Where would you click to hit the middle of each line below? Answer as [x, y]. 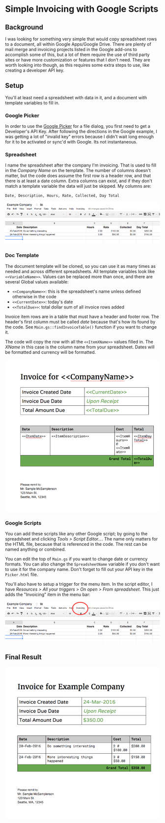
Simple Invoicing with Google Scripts [82, 9]
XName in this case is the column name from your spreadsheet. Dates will [80, 347]
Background [24, 27]
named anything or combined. [36, 549]
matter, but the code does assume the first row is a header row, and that [78, 176]
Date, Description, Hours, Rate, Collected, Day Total [62, 196]
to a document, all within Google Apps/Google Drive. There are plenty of [78, 44]
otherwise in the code [34, 296]
